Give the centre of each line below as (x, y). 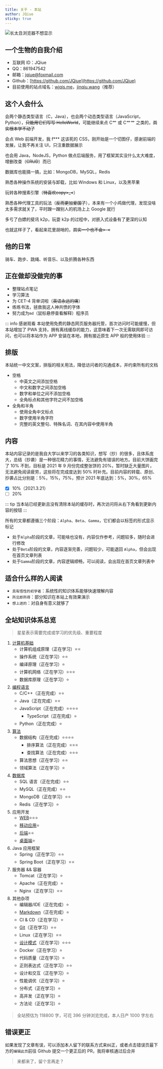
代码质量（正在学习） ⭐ (42, 958)
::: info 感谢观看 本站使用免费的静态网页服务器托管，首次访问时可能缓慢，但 (81, 323)
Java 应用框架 (26, 848)
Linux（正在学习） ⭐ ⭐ (41, 935)
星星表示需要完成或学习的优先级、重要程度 (59, 632)
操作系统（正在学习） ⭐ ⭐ (44, 657)
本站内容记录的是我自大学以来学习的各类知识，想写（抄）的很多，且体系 (77, 454)
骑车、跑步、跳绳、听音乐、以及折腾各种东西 (50, 259)
